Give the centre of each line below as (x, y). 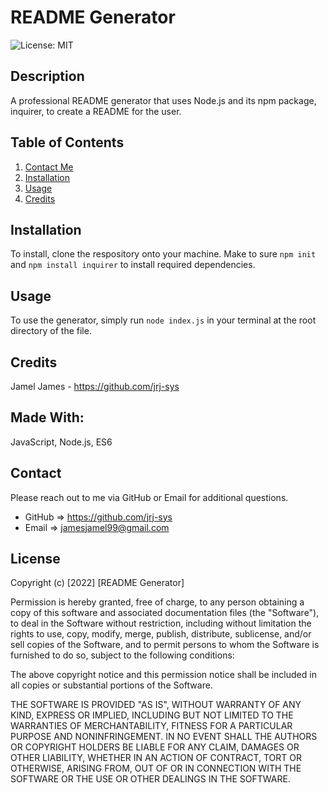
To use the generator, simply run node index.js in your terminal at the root (163, 320)
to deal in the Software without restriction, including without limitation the (161, 623)
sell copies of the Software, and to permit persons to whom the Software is (165, 645)
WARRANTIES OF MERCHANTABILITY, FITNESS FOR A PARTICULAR (151, 726)
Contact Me (49, 167)
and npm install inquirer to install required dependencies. (133, 265)
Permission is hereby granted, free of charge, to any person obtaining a (157, 602)
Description (47, 76)
